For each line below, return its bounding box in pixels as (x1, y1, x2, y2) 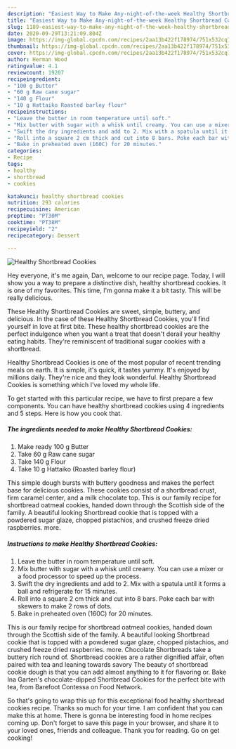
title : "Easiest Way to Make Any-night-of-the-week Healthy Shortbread (7, 17, 221, 24)
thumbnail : (7, 43, 39, 50)
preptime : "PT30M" (7, 212, 61, 220)
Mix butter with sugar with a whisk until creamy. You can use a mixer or (17, 565, 224, 573)
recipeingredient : (7, 75, 61, 83)
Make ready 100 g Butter (17, 443, 89, 451)
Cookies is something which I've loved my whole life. (7, 380, 160, 389)
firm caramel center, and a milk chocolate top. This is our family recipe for (7, 493, 221, 502)
